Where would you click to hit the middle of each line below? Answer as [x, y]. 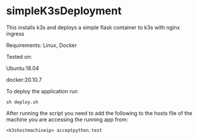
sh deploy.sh [22, 102]
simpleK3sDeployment [64, 11]
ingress [15, 33]
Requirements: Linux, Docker [42, 45]
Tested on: [19, 56]
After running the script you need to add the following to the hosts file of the [99, 113]
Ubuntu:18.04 [23, 68]
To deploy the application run [42, 91]
